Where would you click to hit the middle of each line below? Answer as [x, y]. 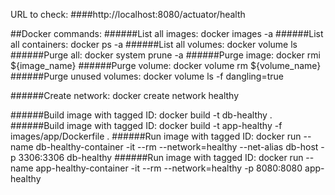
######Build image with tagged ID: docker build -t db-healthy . [141, 115]
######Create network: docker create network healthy [125, 95]
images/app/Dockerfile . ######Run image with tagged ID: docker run [156, 136]
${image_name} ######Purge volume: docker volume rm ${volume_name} [166, 65]
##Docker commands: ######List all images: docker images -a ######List [167, 33]
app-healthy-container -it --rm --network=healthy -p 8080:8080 [169, 168]
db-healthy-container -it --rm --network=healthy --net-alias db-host [177, 147]
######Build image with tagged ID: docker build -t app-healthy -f [146, 125]
